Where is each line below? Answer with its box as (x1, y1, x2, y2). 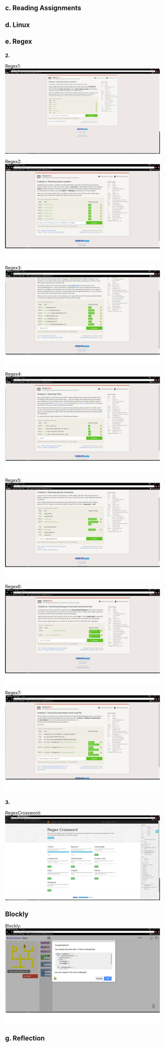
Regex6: (5, 583, 22, 589)
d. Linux (5, 21, 30, 29)
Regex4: (5, 371, 22, 377)
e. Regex (5, 37, 32, 46)
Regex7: (5, 690, 22, 696)
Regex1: (5, 63, 21, 69)
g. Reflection (5, 1034, 45, 1042)
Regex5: (5, 477, 22, 483)
